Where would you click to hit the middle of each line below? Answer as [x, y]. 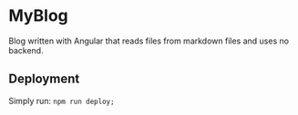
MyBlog [39, 16]
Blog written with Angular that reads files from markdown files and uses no [149, 41]
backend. [26, 50]
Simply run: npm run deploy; [62, 101]
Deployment [44, 79]
